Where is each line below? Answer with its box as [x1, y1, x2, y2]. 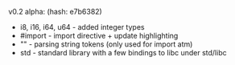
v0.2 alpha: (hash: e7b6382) [8, 7, 102, 16]
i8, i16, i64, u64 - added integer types [19, 22, 145, 31]
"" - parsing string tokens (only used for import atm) [19, 39, 193, 49]
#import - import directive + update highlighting [19, 31, 179, 40]
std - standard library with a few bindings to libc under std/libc [19, 48, 227, 57]
